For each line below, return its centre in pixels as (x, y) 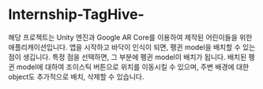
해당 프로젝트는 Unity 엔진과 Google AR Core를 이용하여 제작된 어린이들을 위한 (130, 37)
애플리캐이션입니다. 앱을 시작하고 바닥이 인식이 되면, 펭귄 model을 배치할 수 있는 (132, 47)
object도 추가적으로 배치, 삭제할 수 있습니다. (76, 76)
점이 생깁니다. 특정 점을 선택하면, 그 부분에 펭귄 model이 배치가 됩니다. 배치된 (128, 57)
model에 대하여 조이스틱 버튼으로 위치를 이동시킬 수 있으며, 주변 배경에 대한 (133, 67)
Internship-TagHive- (76, 15)
